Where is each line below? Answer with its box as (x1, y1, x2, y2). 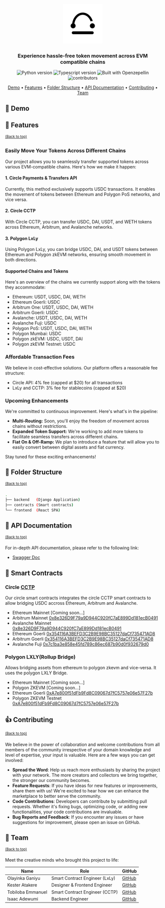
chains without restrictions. (12, 423, 67, 429)
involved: (5, 757, 24, 763)
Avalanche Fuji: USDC (12, 320, 57, 326)
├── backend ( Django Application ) (5, 497, 80, 502)
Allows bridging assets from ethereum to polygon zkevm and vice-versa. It (5, 665, 157, 671)
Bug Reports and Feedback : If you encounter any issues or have (12, 814, 144, 820)
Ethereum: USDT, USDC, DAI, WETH (12, 294, 86, 300)
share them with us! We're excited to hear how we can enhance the (12, 787, 149, 793)
